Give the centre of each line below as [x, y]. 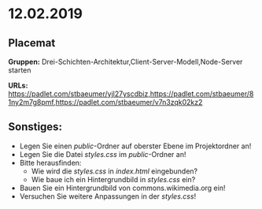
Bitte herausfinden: [50, 162]
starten [20, 70]
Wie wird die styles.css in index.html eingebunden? [114, 171]
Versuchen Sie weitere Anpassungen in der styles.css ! [108, 196]
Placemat [32, 43]
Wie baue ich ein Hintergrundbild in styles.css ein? [113, 179]
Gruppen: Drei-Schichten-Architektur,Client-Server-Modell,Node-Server [125, 62]
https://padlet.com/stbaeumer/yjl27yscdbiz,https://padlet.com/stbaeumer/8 [131, 94]
